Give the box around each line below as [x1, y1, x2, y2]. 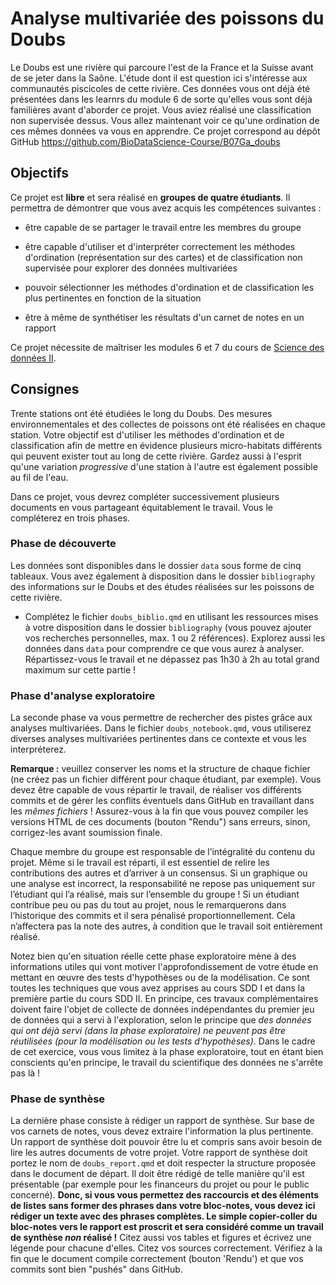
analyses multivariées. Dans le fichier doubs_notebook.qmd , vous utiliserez [10, 722, 312, 734]
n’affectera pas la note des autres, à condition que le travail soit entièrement [10, 920, 323, 932]
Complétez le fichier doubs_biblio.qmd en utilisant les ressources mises [24, 610, 319, 622]
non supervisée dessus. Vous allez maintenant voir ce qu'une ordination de [10, 114, 320, 126]
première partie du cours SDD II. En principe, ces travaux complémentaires [10, 993, 319, 1005]
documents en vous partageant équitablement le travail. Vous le [10, 501, 273, 513]
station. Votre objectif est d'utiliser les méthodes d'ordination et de [10, 428, 285, 441]
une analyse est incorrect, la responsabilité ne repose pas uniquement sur [10, 878, 316, 890]
